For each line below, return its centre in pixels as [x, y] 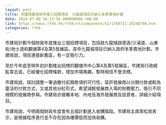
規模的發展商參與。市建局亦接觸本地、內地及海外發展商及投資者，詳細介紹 [81, 95]
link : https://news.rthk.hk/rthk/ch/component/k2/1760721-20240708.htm [80, 23]
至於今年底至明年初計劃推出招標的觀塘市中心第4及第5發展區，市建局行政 [79, 66]
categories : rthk [23, 28]
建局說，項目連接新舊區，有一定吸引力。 [46, 55]
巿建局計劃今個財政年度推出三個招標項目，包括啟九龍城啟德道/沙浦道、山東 [82, 43]
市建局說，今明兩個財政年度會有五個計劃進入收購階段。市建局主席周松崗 [79, 111]
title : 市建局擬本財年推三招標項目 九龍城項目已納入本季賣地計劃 [64, 14]
